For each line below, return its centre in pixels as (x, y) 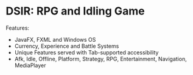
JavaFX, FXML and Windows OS (55, 39)
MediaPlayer (30, 65)
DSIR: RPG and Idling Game (75, 11)
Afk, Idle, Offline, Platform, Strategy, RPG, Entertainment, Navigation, (100, 59)
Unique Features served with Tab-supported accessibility (86, 52)
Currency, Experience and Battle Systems (67, 46)
